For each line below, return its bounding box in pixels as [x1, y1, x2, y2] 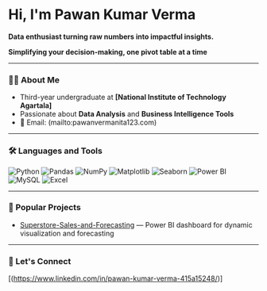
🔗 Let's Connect [8, 255, 72, 266]
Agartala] [19, 101, 52, 110]
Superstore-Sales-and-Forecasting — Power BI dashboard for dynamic [19, 220, 253, 229]
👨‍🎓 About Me [8, 74, 60, 85]
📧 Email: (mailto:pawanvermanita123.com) [19, 117, 157, 128]
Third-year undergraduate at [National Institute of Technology [19, 93, 226, 102]
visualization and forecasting [19, 228, 114, 238]
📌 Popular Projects [8, 202, 81, 213]
